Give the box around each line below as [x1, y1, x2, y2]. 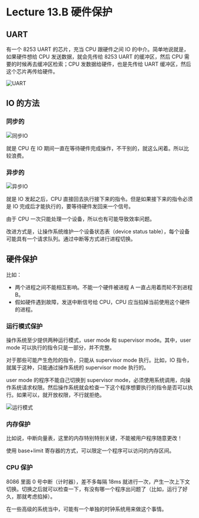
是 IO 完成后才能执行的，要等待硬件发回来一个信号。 [6, 202, 134, 210]
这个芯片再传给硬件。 [6, 68, 58, 75]
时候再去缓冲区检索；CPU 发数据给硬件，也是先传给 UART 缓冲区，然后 [16, 60, 191, 67]
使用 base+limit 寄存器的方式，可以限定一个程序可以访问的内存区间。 [6, 447, 175, 454]
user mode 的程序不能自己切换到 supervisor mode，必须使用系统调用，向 [6, 377, 185, 384]
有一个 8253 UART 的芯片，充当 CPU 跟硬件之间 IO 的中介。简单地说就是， [6, 46, 190, 53]
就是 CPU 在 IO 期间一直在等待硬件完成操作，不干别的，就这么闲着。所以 [6, 144, 184, 151]
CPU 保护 [6, 464, 33, 472]
